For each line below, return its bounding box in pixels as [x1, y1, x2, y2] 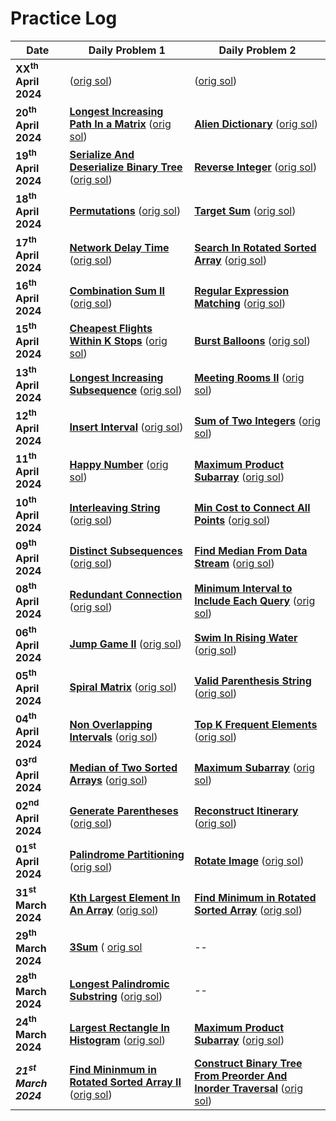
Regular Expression [194, 284, 290, 298]
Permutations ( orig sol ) [69, 203, 182, 217]
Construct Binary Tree [194, 1057, 303, 1071]
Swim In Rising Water [194, 630, 298, 644]
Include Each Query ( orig [194, 593, 316, 607]
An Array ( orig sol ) [69, 903, 159, 917]
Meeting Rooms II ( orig [194, 370, 305, 384]
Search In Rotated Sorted [194, 240, 317, 254]
